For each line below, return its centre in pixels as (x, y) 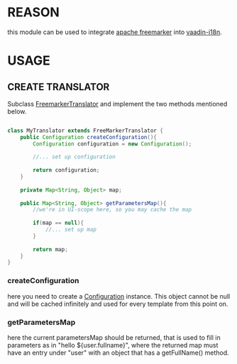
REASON (34, 12)
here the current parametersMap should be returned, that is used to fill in (114, 337)
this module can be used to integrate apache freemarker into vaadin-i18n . (115, 32)
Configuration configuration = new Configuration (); (112, 144)
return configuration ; (66, 170)
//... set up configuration (74, 157)
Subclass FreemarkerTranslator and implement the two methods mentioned (117, 104)
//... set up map (71, 230)
